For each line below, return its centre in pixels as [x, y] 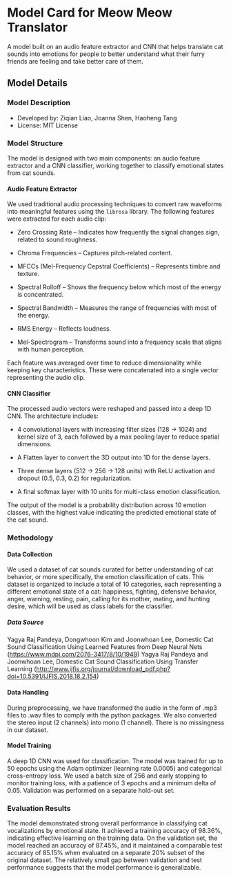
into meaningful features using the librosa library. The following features [111, 212]
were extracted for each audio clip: [57, 219]
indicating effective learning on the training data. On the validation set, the [112, 838]
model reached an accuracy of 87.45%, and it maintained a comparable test [115, 845]
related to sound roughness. [57, 239]
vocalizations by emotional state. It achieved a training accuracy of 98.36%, [115, 831]
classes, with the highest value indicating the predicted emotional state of [112, 513]
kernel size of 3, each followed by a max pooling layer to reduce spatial [118, 437]
